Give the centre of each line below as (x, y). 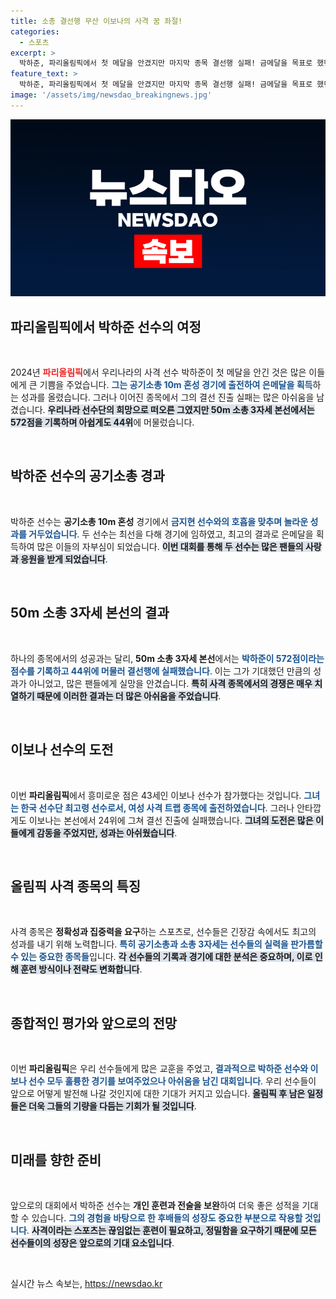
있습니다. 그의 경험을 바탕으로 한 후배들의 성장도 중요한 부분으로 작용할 (167, 1217)
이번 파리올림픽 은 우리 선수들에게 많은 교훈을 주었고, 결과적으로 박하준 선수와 (159, 1069)
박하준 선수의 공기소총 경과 (87, 476)
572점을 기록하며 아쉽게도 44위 (72, 422)
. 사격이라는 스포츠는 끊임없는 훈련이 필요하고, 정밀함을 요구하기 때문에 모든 (171, 1230)
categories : (35, 31)
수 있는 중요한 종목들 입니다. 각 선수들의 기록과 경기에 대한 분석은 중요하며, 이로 (161, 957)
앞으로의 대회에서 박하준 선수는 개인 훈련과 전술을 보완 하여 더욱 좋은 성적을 (155, 1205)
